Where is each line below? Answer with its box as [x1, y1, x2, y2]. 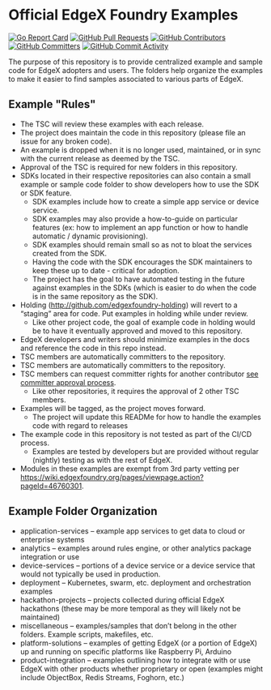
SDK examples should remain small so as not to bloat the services [32, 239, 252, 249]
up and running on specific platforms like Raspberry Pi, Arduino [19, 646, 232, 656]
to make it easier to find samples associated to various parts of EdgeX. [8, 74, 244, 84]
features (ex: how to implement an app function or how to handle [32, 222, 248, 232]
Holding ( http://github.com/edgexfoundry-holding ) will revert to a [19, 300, 238, 310]
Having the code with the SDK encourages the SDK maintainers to [32, 257, 253, 267]
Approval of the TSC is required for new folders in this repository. [19, 162, 238, 172]
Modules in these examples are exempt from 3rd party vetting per [19, 464, 240, 474]
